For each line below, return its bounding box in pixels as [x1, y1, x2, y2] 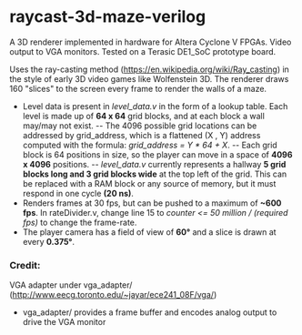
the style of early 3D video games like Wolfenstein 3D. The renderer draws [9, 73, 289, 84]
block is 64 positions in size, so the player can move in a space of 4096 [22, 148, 293, 160]
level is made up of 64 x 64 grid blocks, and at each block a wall [22, 110, 266, 121]
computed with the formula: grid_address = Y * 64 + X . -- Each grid [22, 139, 277, 150]
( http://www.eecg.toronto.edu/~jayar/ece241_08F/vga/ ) [9, 289, 217, 300]
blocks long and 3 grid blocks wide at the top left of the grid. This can [22, 168, 287, 179]
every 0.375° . [22, 236, 75, 247]
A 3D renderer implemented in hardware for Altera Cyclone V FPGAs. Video [9, 36, 292, 47]
